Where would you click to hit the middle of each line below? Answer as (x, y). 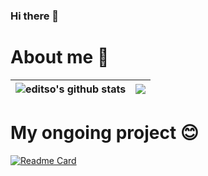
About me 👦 (60, 57)
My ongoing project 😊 (105, 133)
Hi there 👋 (35, 16)
